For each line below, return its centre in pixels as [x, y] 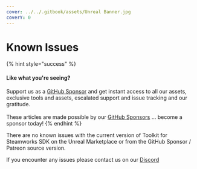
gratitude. [18, 104]
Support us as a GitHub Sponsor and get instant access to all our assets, [97, 91]
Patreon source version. [36, 148]
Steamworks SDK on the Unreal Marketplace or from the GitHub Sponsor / [99, 141]
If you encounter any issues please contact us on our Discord [83, 159]
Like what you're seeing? [38, 78]
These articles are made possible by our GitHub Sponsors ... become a [94, 117]
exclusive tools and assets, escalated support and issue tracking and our [97, 98]
